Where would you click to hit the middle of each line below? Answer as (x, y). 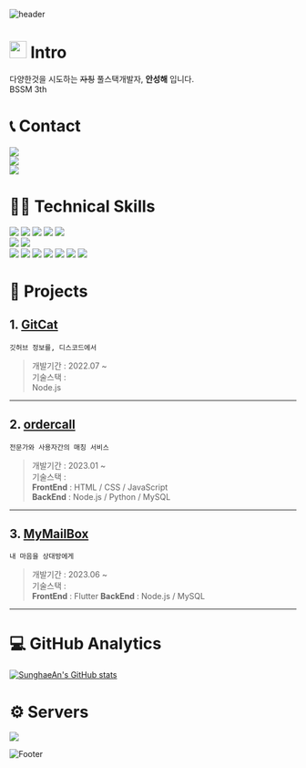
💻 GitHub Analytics (86, 643)
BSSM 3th (28, 89)
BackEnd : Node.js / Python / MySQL (101, 496)
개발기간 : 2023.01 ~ (69, 465)
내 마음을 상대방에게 (42, 556)
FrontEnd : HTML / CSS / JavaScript (100, 487)
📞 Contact (46, 126)
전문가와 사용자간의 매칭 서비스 (59, 447)
